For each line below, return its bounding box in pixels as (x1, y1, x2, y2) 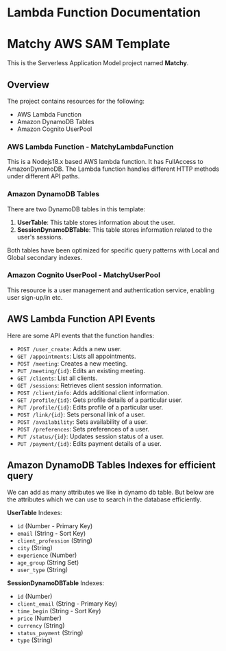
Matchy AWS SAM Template (7, 36, 171, 52)
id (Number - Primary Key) (16, 522, 93, 530)
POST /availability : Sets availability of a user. (16, 417, 149, 426)
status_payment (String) (16, 629, 84, 637)
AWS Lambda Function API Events (7, 313, 155, 325)
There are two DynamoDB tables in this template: (7, 204, 146, 213)
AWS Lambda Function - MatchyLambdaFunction (7, 142, 174, 152)
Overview (7, 79, 50, 91)
